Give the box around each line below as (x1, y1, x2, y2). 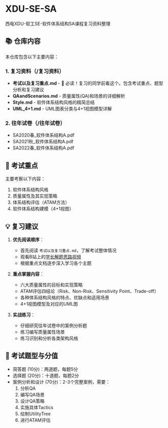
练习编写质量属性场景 (20, 329, 65, 335)
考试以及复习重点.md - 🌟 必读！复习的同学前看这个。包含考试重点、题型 (12, 80, 163, 87)
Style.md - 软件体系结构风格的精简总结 (12, 99, 95, 105)
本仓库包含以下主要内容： (5, 53, 59, 60)
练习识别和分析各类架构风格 (20, 335, 79, 341)
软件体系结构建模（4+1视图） (12, 206, 74, 212)
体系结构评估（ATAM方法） (12, 199, 70, 205)
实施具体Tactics (20, 404, 53, 410)
